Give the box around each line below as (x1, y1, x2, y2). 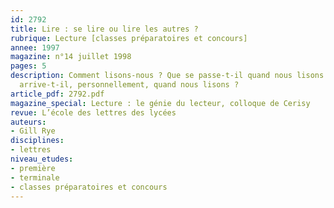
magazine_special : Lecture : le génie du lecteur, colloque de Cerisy (10, 98, 311, 108)
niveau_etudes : (10, 154, 74, 164)
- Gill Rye (10, 126, 56, 136)
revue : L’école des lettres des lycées (10, 107, 177, 118)
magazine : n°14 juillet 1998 (10, 52, 132, 62)
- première (10, 163, 56, 173)
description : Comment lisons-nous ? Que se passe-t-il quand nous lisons (10, 71, 325, 81)
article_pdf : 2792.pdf (10, 89, 105, 99)
